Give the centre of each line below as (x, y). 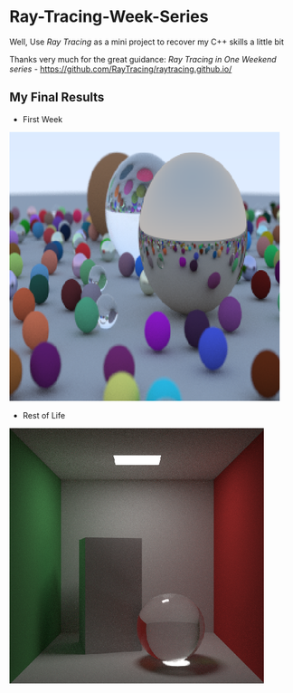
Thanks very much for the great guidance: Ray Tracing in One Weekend (143, 59)
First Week (43, 119)
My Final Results (57, 97)
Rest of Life (44, 415)
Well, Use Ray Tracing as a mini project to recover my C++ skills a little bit (147, 42)
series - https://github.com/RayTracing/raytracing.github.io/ (121, 69)
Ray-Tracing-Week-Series (109, 17)
